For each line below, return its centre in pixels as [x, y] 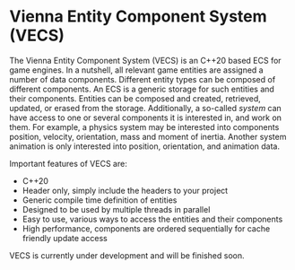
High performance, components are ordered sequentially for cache [146, 228]
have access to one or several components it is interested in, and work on [146, 118]
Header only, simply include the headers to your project [125, 190]
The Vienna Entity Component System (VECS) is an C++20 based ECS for [145, 60]
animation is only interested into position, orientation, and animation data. [145, 146]
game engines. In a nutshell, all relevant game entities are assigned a [136, 70]
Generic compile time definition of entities [100, 200]
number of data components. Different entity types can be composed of [143, 79]
